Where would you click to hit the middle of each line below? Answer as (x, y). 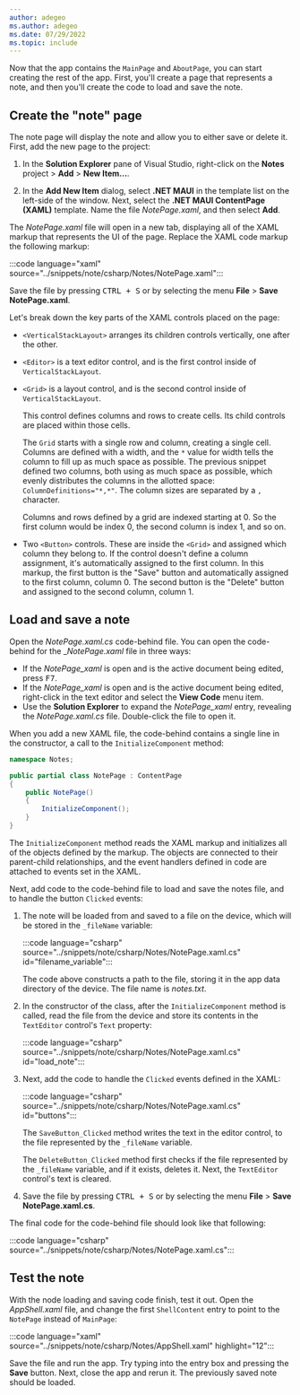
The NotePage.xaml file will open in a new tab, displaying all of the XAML (144, 227)
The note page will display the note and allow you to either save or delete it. (149, 137)
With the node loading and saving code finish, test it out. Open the (131, 1299)
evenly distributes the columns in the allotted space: (118, 481)
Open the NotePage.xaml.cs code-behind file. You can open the (128, 641)
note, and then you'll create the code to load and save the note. (126, 87)
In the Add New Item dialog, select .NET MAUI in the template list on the (155, 191)
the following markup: (49, 247)
